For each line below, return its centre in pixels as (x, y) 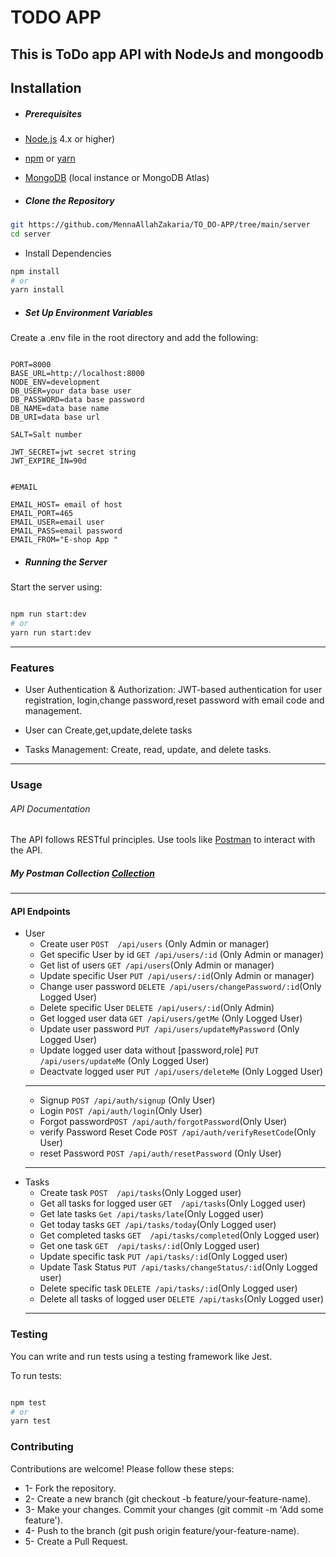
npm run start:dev (48, 614)
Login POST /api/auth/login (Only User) (121, 1111)
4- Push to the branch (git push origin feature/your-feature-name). (162, 1530)
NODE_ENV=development (55, 382)
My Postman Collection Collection (82, 873)
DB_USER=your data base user (71, 391)
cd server (31, 234)
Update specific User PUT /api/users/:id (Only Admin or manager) (177, 976)
